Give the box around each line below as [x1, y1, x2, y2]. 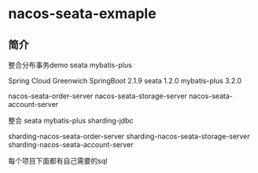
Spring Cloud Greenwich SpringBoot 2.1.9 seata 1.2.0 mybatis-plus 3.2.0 [8, 76, 242, 85]
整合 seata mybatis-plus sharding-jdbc [8, 116, 134, 125]
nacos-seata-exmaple [8, 5, 157, 23]
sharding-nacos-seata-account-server [8, 140, 134, 149]
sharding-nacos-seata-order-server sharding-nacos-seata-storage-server [8, 131, 250, 141]
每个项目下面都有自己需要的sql [8, 156, 108, 165]
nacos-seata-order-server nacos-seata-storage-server [8, 91, 187, 101]
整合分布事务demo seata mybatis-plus [8, 61, 132, 69]
